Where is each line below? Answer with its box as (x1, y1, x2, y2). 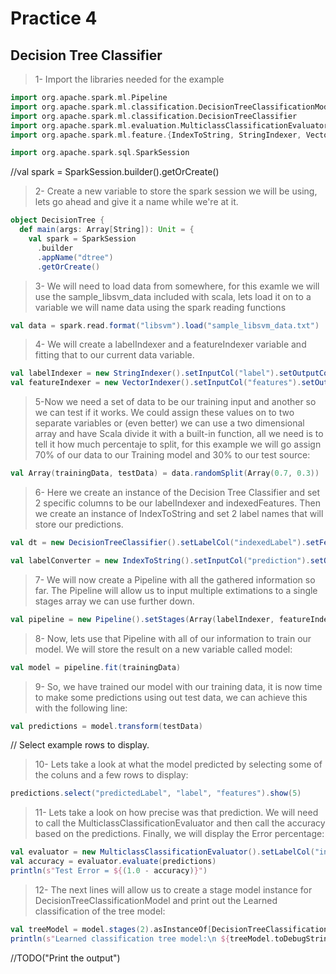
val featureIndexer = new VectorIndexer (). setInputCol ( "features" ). (10, 378, 302, 388)
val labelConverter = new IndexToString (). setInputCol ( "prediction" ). (10, 555, 311, 566)
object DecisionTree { (10, 215, 105, 226)
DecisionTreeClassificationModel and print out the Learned (34, 894, 278, 906)
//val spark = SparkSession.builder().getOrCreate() (10, 166, 220, 178)
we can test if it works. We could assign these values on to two (34, 407, 295, 419)
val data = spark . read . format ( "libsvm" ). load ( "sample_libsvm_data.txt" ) (10, 320, 320, 331)
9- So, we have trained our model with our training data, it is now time (34, 680, 323, 692)
